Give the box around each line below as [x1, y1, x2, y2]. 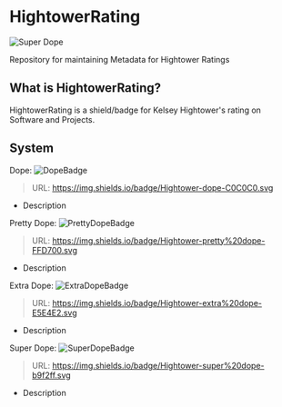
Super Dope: [9, 342, 57, 353]
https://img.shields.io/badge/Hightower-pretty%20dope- [52, 234, 266, 246]
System [9, 141, 55, 156]
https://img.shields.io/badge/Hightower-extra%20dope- [52, 297, 262, 308]
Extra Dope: [9, 280, 55, 291]
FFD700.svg [31, 244, 78, 255]
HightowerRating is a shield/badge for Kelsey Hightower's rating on [9, 104, 262, 115]
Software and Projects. [9, 114, 96, 124]
